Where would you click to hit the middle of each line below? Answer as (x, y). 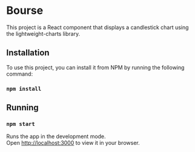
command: (20, 74)
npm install (24, 89)
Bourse (25, 11)
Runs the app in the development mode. (56, 136)
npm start (21, 124)
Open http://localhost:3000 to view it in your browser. (73, 143)
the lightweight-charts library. (43, 33)
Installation (28, 53)
